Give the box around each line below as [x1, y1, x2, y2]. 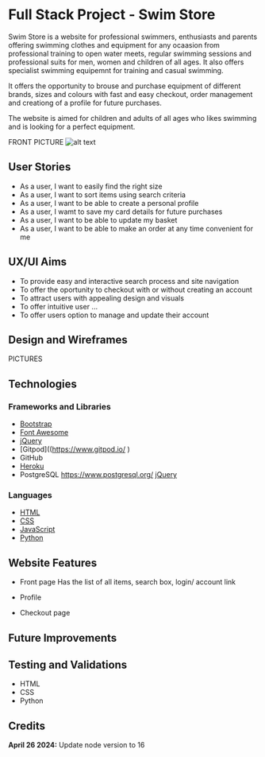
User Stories [8, 161, 71, 174]
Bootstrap [19, 419, 52, 429]
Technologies [8, 377, 78, 390]
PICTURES [8, 354, 43, 363]
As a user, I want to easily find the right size [19, 181, 163, 191]
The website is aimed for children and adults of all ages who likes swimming [8, 113, 257, 122]
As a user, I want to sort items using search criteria [19, 189, 186, 200]
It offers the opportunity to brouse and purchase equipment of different [8, 81, 241, 91]
